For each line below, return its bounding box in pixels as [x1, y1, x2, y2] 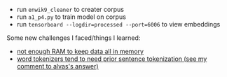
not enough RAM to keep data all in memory [16, 48, 144, 55]
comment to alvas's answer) [16, 62, 99, 70]
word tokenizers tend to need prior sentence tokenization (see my [16, 55, 207, 63]
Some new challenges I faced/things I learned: [6, 34, 141, 42]
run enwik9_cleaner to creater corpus [16, 6, 124, 13]
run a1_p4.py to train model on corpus [16, 13, 127, 21]
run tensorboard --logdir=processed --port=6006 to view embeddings [16, 20, 221, 28]
